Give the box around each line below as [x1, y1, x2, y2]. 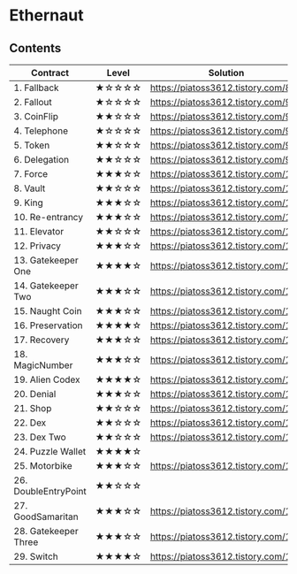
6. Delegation [13, 154, 69, 165]
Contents [9, 41, 62, 56]
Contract [30, 67, 69, 79]
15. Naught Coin [13, 305, 82, 317]
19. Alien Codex [13, 373, 80, 386]
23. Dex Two [13, 431, 66, 443]
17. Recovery [13, 333, 70, 346]
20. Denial [13, 388, 57, 400]
